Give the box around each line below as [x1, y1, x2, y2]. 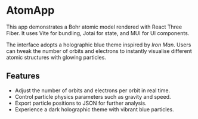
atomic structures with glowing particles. [6, 54, 106, 61]
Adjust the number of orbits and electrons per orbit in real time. [14, 87, 171, 94]
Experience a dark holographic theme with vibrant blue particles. [14, 105, 174, 113]
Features [6, 71, 40, 81]
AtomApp [6, 4, 55, 17]
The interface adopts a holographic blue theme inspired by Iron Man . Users [6, 41, 191, 48]
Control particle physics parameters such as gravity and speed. [14, 93, 171, 100]
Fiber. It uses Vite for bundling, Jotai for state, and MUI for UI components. [6, 29, 190, 36]
